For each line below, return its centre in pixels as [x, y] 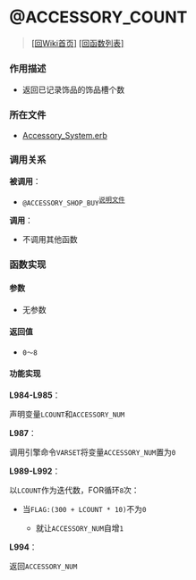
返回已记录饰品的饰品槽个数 [73, 90]
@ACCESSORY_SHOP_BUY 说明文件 [73, 201]
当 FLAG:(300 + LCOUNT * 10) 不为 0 [84, 509]
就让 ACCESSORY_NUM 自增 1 [79, 528]
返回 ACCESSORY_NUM [43, 567]
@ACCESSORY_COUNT [98, 17]
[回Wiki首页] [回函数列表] [77, 43]
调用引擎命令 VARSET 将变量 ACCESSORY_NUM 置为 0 [93, 452]
